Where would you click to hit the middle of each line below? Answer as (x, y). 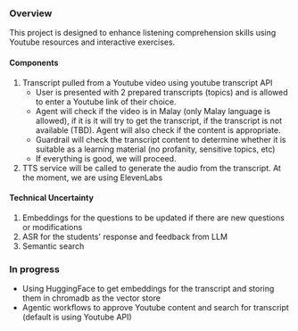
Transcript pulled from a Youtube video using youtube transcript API (147, 82)
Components (34, 62)
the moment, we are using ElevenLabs (92, 178)
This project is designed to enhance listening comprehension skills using (143, 33)
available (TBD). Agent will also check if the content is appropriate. (158, 130)
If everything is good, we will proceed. (106, 158)
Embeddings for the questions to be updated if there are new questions (153, 218)
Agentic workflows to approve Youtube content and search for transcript (156, 307)
